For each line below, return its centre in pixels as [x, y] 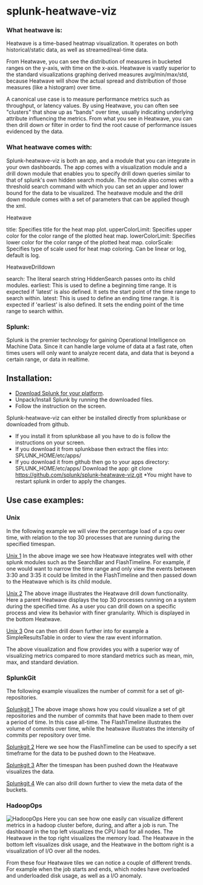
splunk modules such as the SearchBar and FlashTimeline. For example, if [98, 562]
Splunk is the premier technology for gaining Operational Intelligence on [96, 340]
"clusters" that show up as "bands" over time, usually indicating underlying [100, 112]
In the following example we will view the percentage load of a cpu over [96, 531]
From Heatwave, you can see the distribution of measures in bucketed [94, 61]
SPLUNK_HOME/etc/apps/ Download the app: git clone [84, 468]
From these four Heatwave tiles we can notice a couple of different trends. [99, 863]
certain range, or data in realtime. [48, 359]
